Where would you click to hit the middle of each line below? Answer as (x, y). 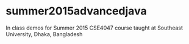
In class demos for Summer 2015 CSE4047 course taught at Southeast (94, 28)
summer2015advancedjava (76, 11)
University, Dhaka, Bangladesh (44, 34)
